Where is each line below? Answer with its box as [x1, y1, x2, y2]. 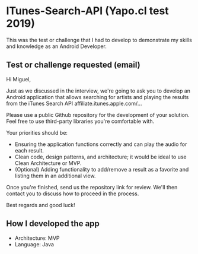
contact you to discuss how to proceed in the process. [6, 190, 139, 197]
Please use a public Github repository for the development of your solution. [6, 111, 190, 118]
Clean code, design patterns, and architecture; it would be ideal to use [14, 153, 187, 160]
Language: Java [14, 240, 55, 247]
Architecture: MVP [14, 234, 60, 242]
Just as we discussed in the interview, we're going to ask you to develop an [6, 87, 191, 94]
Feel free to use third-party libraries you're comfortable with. [6, 118, 155, 125]
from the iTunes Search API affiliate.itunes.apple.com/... [6, 100, 142, 107]
